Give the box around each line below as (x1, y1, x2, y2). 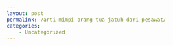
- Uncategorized (19, 28, 66, 36)
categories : (6, 22, 41, 29)
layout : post (6, 9, 44, 17)
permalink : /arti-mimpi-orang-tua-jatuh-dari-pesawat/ (6, 16, 167, 23)
